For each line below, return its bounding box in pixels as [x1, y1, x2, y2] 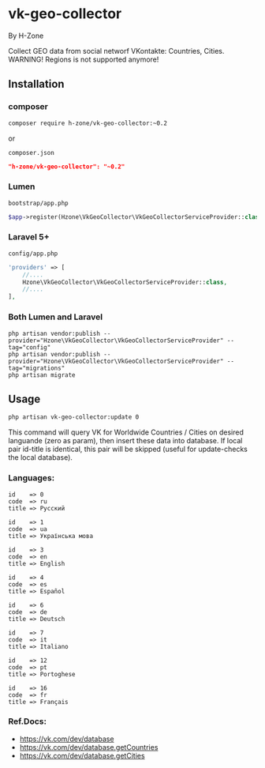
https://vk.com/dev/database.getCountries [19, 742, 159, 751]
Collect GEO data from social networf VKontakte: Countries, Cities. [8, 46, 225, 55]
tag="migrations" [8, 364, 65, 372]
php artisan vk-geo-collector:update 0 [8, 413, 140, 421]
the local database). [8, 453, 73, 462]
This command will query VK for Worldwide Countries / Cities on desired [8, 427, 244, 437]
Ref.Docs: [8, 716, 47, 727]
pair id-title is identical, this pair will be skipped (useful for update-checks [8, 444, 248, 454]
